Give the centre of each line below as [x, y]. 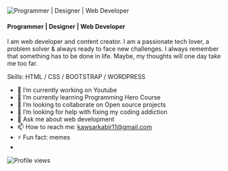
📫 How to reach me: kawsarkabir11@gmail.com [84, 127]
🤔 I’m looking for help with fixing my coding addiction [92, 112]
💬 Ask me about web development [66, 119]
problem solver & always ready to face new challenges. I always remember [113, 49]
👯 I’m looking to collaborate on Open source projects [91, 105]
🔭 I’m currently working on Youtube [67, 90]
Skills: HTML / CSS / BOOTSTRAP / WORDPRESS [76, 77]
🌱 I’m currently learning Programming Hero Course [89, 98]
